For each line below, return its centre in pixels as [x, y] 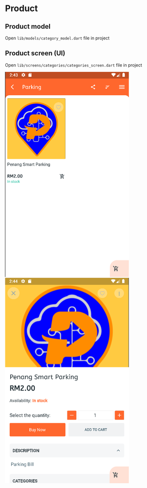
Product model [28, 26]
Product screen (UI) [35, 53]
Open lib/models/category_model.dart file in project [57, 38]
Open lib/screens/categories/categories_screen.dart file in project [73, 65]
